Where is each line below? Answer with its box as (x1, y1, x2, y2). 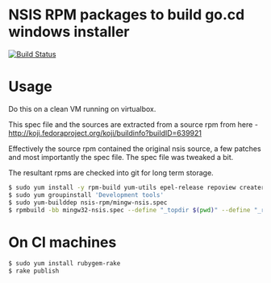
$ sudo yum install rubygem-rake (8, 260, 121, 268)
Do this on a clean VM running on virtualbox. (8, 104, 156, 113)
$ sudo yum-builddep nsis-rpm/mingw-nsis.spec (8, 199, 168, 207)
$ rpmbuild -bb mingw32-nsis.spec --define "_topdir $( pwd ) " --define (8, 206, 251, 214)
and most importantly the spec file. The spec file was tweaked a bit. (8, 152, 234, 162)
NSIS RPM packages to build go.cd (8, 6, 245, 24)
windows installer (8, 23, 130, 41)
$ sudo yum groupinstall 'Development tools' (8, 191, 164, 199)
